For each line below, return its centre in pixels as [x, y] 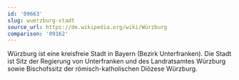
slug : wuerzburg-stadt [41, 21]
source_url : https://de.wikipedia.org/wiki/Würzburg [87, 27]
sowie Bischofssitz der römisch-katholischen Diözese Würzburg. [102, 69]
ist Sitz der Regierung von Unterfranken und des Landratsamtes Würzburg [117, 62]
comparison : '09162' [38, 34]
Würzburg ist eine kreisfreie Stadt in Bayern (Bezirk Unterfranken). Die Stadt [119, 54]
